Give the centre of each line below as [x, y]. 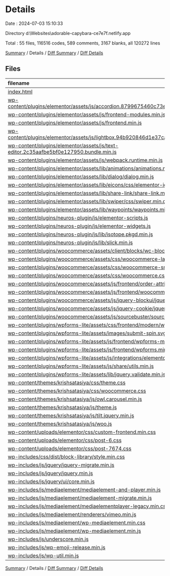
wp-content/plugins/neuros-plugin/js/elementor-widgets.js [79, 226]
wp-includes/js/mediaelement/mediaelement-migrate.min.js [80, 498]
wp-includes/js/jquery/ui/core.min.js [51, 481]
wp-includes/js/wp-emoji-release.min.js [57, 547]
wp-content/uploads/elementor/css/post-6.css [65, 440]
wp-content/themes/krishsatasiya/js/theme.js [62, 407]
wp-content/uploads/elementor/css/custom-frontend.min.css [82, 432]
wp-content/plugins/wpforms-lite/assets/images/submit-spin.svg [87, 333]
